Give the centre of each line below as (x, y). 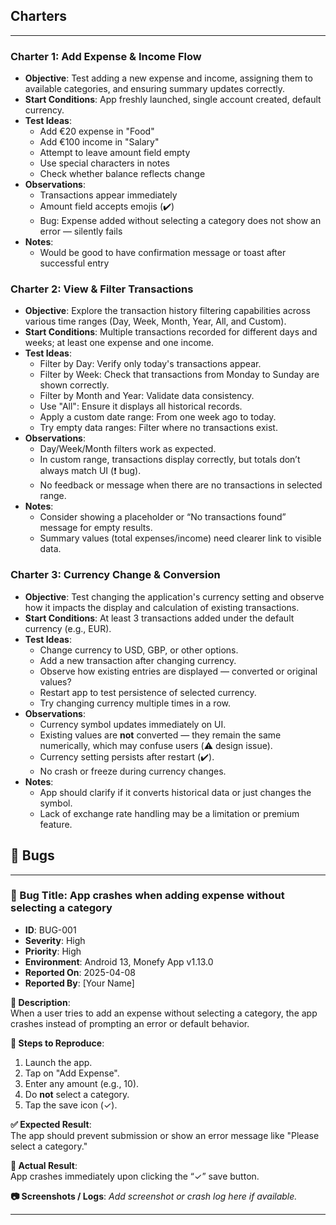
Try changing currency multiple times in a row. (135, 703)
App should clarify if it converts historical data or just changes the (175, 792)
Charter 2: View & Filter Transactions (102, 289)
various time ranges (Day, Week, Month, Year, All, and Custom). (155, 321)
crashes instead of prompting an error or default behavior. (130, 1023)
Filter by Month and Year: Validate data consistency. (147, 396)
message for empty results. (96, 528)
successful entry (74, 263)
